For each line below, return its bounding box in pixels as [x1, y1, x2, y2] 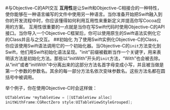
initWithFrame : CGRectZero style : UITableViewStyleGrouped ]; [5, 99, 133, 105]
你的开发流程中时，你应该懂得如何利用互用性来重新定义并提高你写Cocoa [5, 18, 157, 23]
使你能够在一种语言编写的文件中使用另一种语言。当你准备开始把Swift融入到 [5, 11, 163, 17]
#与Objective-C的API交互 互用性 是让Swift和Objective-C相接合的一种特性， [5, 5, 162, 11]
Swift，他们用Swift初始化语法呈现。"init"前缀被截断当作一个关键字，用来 [5, 49, 157, 55]
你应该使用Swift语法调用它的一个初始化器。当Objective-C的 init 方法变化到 [5, 43, 161, 48]
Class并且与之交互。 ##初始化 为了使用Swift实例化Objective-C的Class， [9, 36, 161, 42]
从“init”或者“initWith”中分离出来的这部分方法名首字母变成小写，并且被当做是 [5, 62, 164, 68]
